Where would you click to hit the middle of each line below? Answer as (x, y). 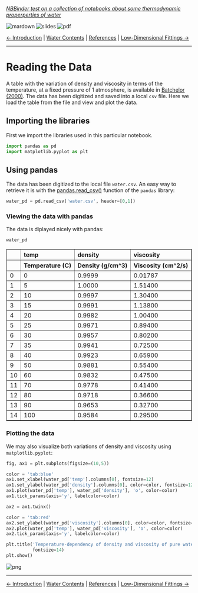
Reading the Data (49, 67)
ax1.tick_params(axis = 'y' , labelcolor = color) (63, 496)
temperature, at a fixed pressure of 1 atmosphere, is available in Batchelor (95, 90)
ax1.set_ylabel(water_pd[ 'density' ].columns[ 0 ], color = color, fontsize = (97, 485)
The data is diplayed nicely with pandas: (55, 229)
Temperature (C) (47, 265)
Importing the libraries (48, 121)
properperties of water (34, 15)
